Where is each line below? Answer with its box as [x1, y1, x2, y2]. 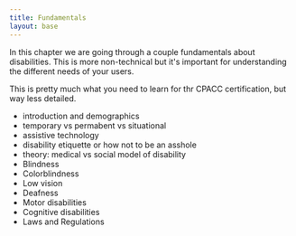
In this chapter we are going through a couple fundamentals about [9, 46, 255, 57]
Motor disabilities [22, 196, 88, 208]
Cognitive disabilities [22, 206, 100, 217]
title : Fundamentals [9, 13, 88, 23]
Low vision [22, 177, 63, 188]
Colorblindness [22, 168, 79, 179]
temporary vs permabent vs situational [22, 119, 167, 131]
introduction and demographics [22, 110, 140, 121]
